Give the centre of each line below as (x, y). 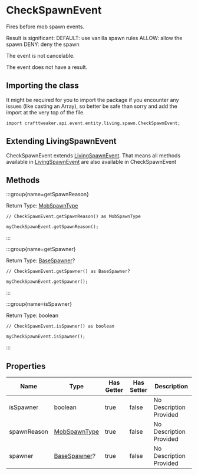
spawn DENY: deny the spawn (43, 44)
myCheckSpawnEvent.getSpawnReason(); (52, 227)
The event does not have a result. (47, 67)
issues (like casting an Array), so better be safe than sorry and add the (92, 106)
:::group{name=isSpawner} (39, 304)
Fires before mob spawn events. (45, 27)
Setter (138, 390)
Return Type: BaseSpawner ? (41, 260)
